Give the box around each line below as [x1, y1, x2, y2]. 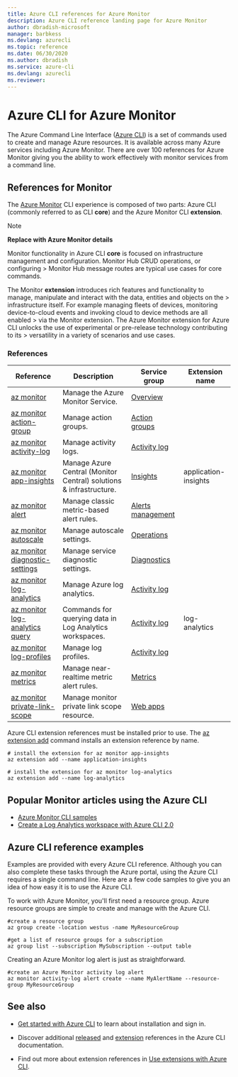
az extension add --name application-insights [7, 756, 147, 763]
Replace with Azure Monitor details [7, 235, 113, 244]
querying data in [62, 613, 117, 623]
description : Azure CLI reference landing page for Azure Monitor [7, 17, 208, 24]
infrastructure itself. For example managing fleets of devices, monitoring [7, 301, 218, 309]
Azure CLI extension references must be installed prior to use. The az [7, 729, 210, 737]
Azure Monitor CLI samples [17, 813, 98, 822]
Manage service [62, 546, 117, 556]
